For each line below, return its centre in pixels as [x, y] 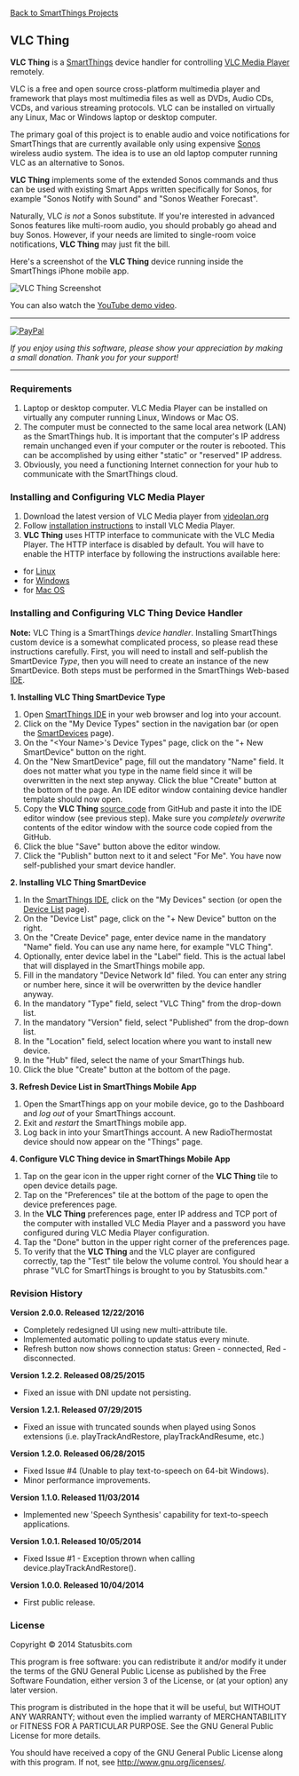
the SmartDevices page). [68, 733]
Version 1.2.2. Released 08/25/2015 [78, 1375]
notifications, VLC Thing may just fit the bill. [90, 244]
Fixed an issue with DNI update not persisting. [107, 1392]
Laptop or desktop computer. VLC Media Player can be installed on [146, 408]
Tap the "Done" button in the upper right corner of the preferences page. [156, 1241]
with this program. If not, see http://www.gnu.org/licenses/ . [118, 1763]
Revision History [47, 1293]
